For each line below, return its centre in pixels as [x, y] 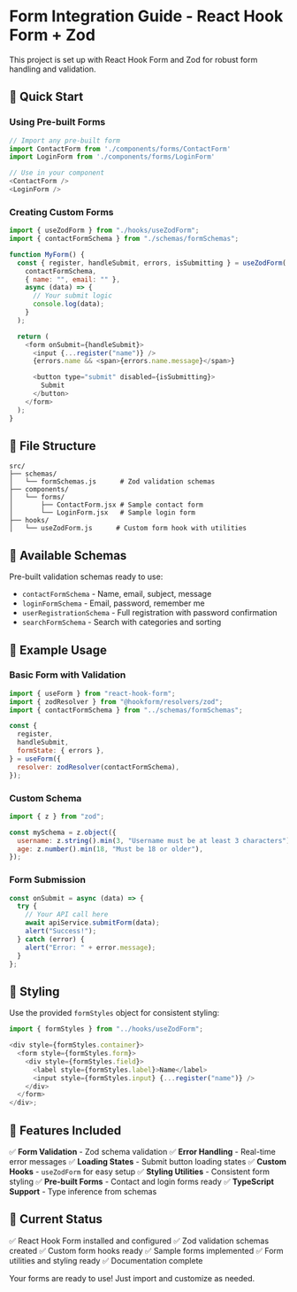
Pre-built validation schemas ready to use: [86, 576]
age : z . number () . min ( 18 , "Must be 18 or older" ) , [110, 849]
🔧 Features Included [65, 1130]
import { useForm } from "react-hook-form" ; [92, 693]
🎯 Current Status [56, 1219]
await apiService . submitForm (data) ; [93, 923]
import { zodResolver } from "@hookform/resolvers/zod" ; [116, 701]
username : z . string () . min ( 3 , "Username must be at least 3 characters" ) [154, 840]
